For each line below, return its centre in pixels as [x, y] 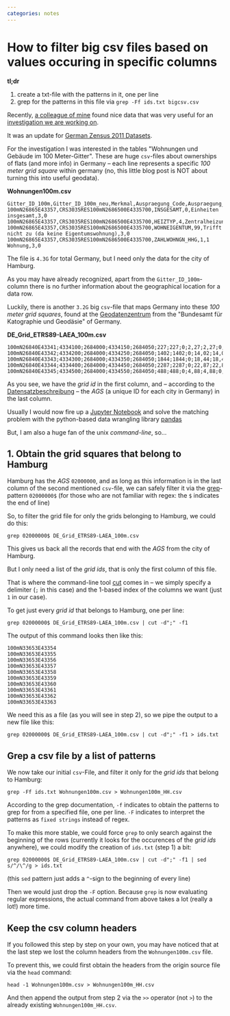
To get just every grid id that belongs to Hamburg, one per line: [96, 610]
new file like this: [31, 722]
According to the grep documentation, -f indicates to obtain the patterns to [113, 805]
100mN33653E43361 [32, 690]
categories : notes [33, 13]
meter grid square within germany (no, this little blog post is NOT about [107, 170]
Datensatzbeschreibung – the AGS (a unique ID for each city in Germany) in [114, 391]
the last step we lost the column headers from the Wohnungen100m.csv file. [110, 952]
